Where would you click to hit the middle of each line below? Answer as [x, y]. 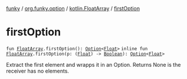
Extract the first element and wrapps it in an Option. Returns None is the [93, 64]
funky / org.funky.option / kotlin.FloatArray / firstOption [73, 8]
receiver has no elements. [38, 71]
